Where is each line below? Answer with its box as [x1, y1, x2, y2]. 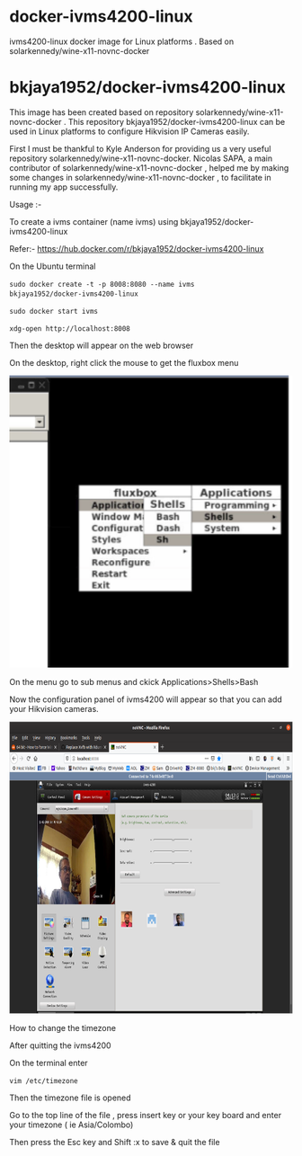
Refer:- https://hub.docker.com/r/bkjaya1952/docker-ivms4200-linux [9, 243, 264, 253]
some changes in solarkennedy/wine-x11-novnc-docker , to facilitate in [9, 172, 271, 182]
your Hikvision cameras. [9, 703, 99, 714]
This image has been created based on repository [9, 106, 194, 118]
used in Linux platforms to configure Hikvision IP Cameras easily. [9, 126, 250, 137]
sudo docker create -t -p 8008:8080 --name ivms [9, 280, 195, 289]
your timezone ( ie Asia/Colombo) [9, 1119, 134, 1130]
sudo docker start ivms [9, 307, 99, 316]
